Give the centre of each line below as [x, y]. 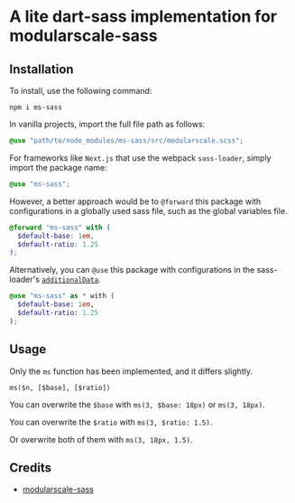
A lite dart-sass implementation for [143, 17]
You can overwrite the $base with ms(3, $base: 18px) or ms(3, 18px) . [137, 405]
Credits [31, 467]
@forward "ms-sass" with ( [60, 228]
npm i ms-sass [36, 107]
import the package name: [58, 167]
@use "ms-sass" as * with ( [62, 296]
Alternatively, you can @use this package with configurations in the [132, 270]
